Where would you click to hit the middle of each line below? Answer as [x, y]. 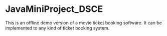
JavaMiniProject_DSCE [54, 9]
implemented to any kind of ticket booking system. [57, 28]
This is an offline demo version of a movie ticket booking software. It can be [83, 23]
